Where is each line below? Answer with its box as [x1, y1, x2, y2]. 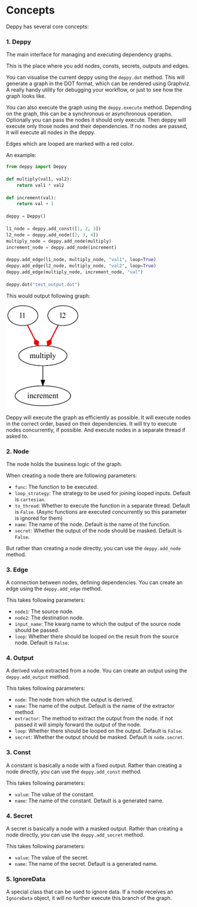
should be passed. [14, 627, 60, 634]
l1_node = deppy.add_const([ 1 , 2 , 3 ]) [6, 226, 101, 232]
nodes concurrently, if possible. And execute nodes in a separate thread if [6, 426, 186, 433]
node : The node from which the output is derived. [14, 696, 133, 703]
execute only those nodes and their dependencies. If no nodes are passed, [6, 123, 188, 130]
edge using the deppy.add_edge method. [6, 585, 102, 593]
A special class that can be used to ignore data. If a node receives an [6, 888, 173, 895]
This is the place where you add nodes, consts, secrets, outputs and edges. [6, 62, 190, 69]
